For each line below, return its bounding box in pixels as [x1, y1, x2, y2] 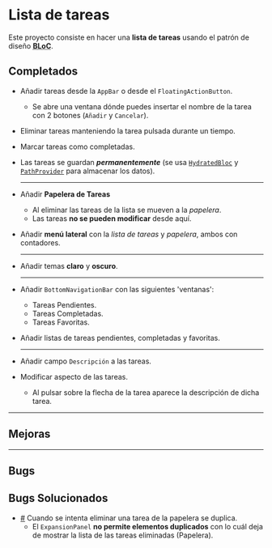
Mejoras [8, 427, 51, 441]
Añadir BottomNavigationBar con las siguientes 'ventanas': [19, 284, 215, 294]
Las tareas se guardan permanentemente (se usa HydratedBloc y [19, 157, 239, 167]
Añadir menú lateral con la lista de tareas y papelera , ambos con [19, 229, 238, 239]
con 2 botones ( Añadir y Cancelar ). [32, 110, 149, 120]
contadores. [19, 237, 61, 248]
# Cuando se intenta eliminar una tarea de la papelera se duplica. [19, 512, 238, 523]
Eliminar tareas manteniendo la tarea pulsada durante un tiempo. [19, 125, 236, 135]
